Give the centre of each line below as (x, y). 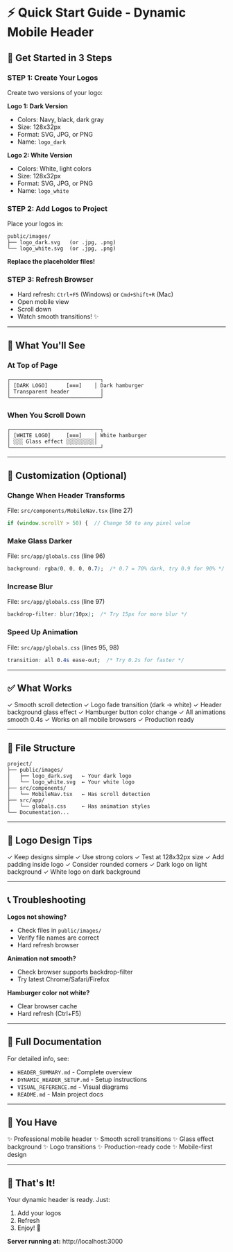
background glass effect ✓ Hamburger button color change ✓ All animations (116, 712)
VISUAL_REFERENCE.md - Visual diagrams (73, 1087)
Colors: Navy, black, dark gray (60, 119)
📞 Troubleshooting (46, 900)
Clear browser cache (47, 1006)
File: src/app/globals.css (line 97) (56, 602)
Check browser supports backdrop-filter (75, 972)
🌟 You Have (32, 1122)
